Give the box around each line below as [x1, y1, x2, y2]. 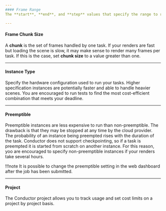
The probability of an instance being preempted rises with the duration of [5, 133, 155, 139]
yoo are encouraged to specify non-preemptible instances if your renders [5, 148, 155, 154]
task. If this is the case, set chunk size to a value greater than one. [5, 53, 141, 59]
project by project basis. [5, 201, 55, 207]
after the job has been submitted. [5, 169, 73, 175]
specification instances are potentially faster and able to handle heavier [5, 85, 151, 91]
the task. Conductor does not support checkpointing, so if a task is [5, 138, 141, 144]
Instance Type [5, 69, 36, 74]
